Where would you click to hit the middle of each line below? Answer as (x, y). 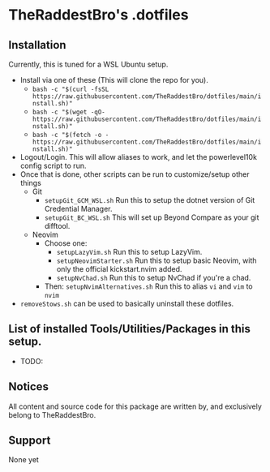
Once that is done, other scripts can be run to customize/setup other (135, 174)
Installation (37, 45)
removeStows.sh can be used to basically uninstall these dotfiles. (127, 303)
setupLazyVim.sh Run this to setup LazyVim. (129, 252)
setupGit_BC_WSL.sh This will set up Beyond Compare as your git (152, 217)
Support (30, 441)
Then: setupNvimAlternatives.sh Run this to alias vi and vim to (148, 286)
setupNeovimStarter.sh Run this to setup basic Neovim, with (156, 260)
